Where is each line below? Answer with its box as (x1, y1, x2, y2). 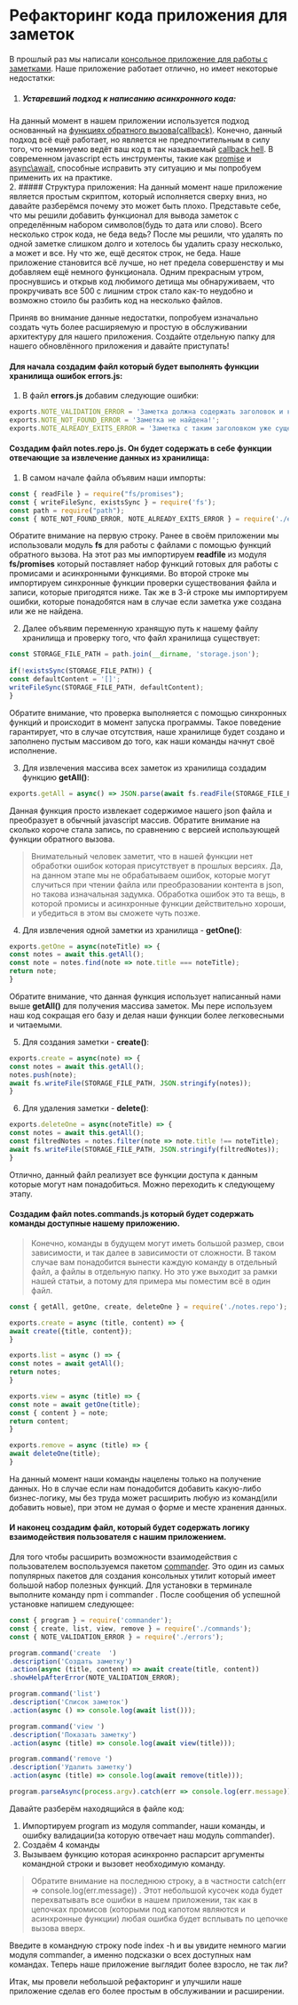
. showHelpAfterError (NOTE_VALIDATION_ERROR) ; (9, 1673, 180, 1682)
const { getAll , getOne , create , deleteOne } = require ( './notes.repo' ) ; (9, 1302, 288, 1311)
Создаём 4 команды (21, 1839, 100, 1850)
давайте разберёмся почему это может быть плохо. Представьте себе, (9, 200, 281, 211)
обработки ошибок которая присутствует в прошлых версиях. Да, (30, 860, 284, 871)
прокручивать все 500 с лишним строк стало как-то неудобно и (9, 286, 254, 296)
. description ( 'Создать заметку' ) (9, 1656, 133, 1666)
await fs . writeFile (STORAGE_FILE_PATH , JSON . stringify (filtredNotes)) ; (9, 1145, 279, 1154)
